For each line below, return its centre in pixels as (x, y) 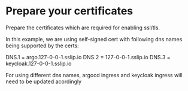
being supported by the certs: (42, 45)
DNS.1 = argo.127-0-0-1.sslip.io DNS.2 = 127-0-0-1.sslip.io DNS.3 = (88, 57)
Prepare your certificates (69, 11)
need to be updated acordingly (44, 81)
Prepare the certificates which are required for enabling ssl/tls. (83, 28)
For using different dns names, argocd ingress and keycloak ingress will (94, 75)
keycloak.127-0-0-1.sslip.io (39, 63)
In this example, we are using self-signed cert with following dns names (94, 39)
